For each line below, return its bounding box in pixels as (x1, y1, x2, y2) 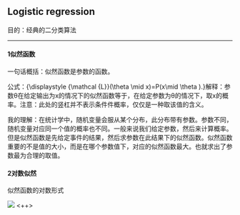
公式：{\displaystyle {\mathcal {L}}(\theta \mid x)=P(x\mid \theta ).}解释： (7, 82, 225, 91)
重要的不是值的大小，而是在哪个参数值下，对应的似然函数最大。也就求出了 (7, 142, 226, 151)
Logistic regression (7, 6, 95, 18)
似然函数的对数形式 (7, 186, 64, 195)
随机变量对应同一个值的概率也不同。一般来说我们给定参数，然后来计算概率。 (7, 124, 233, 133)
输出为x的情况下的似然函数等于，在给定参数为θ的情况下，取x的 (36, 91, 223, 100)
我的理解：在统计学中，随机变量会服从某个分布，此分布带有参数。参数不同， (7, 116, 233, 124)
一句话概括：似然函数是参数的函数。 (7, 67, 114, 76)
